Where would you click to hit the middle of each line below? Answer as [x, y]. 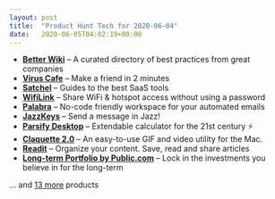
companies [43, 69]
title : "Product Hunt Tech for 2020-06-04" [94, 26]
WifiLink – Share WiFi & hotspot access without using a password [144, 97]
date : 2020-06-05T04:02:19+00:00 [76, 34]
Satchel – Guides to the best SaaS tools [95, 88]
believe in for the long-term [73, 168]
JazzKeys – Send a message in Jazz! [91, 116]
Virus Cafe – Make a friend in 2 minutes [96, 79]
